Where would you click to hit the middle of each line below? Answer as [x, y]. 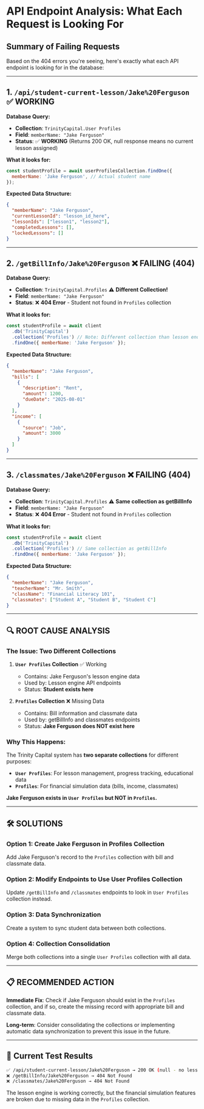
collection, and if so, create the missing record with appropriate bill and [95, 1006]
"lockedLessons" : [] [38, 233]
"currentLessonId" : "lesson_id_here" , [61, 216]
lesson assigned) [36, 148]
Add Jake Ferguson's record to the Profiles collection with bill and [90, 857]
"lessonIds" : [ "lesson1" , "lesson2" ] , [61, 222]
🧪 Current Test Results [49, 1056]
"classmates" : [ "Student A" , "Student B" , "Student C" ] [84, 599]
